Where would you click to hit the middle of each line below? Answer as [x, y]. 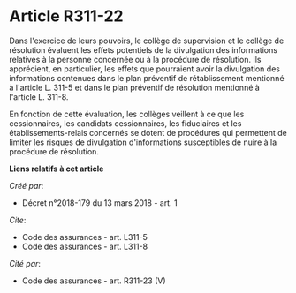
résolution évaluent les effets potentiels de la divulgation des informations [144, 49]
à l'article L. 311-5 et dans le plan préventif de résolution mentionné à [135, 87]
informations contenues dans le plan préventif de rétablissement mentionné [147, 78]
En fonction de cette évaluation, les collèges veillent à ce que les [127, 114]
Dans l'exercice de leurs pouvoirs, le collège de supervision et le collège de [147, 41]
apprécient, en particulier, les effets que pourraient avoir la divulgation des [145, 69]
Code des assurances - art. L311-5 [84, 237]
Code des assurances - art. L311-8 [85, 246]
